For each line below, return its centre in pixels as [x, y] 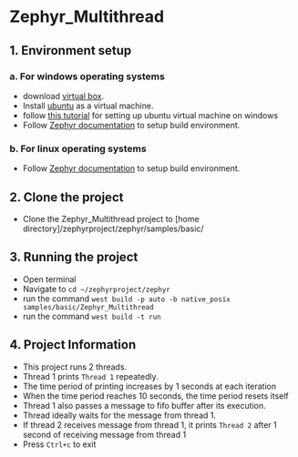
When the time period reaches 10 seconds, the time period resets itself [155, 396]
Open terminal [49, 279]
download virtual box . [63, 96]
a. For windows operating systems [87, 76]
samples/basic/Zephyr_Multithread [88, 307]
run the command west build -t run [92, 316]
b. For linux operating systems [78, 148]
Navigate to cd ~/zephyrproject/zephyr [97, 289]
